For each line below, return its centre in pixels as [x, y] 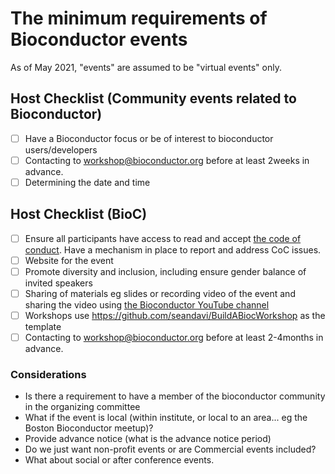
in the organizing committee [82, 407]
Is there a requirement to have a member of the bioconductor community [175, 396]
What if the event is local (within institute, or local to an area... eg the [166, 418]
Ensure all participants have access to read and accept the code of [163, 238]
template [43, 327]
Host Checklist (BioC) [79, 214]
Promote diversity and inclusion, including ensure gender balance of [165, 271]
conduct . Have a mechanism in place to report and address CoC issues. [173, 249]
